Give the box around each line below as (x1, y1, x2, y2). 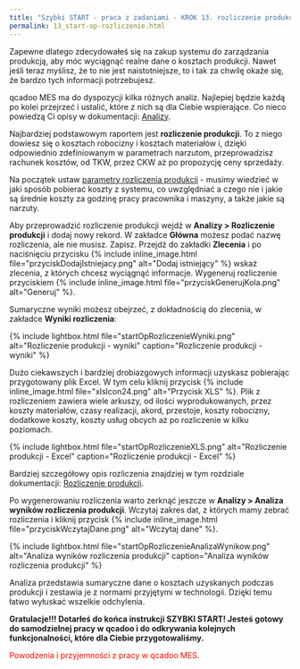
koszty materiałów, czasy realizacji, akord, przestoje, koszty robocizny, (9, 404, 271, 416)
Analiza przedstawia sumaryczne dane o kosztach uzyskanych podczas (9, 577, 274, 588)
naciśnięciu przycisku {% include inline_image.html (9, 248, 198, 259)
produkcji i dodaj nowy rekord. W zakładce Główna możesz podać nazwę (9, 229, 281, 240)
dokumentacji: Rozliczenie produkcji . (9, 478, 145, 488)
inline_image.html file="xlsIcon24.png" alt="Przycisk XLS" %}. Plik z (9, 385, 261, 396)
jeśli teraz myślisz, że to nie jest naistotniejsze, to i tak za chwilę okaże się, (9, 64, 284, 76)
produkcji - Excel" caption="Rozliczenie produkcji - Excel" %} (9, 451, 237, 462)
